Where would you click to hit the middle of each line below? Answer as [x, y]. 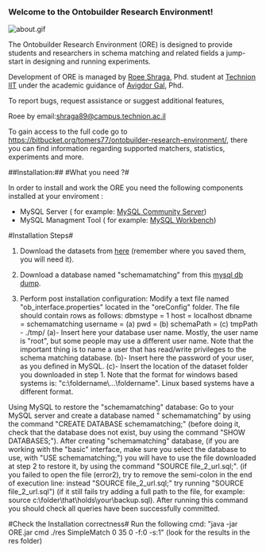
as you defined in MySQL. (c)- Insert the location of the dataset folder [134, 366]
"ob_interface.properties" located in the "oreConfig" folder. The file [129, 307]
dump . [30, 283]
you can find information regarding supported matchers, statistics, [117, 149]
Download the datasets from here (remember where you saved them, [133, 251]
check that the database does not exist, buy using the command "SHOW [127, 433]
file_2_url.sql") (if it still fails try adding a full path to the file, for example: [127, 492]
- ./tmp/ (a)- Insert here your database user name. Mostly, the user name [139, 333]
